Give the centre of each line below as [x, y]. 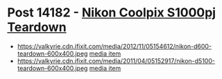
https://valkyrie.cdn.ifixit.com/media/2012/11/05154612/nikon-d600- [114, 46]
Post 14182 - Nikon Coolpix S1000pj [112, 13]
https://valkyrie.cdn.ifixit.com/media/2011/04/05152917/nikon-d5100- [116, 60]
